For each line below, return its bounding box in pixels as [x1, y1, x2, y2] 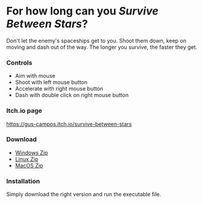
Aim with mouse [15, 72, 56, 80]
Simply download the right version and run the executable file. [6, 191, 162, 198]
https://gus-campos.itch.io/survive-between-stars [6, 120, 132, 127]
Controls [6, 59, 33, 67]
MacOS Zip [15, 162, 44, 169]
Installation [6, 177, 41, 185]
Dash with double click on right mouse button [15, 92, 129, 99]
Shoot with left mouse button [15, 78, 88, 86]
